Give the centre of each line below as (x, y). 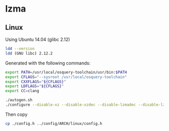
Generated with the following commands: (48, 63)
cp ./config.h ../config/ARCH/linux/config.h (54, 123)
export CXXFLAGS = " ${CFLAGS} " (36, 82)
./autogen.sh (19, 100)
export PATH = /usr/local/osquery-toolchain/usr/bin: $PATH (66, 72)
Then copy (16, 114)
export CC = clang (22, 91)
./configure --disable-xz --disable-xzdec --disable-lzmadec (71, 105)
